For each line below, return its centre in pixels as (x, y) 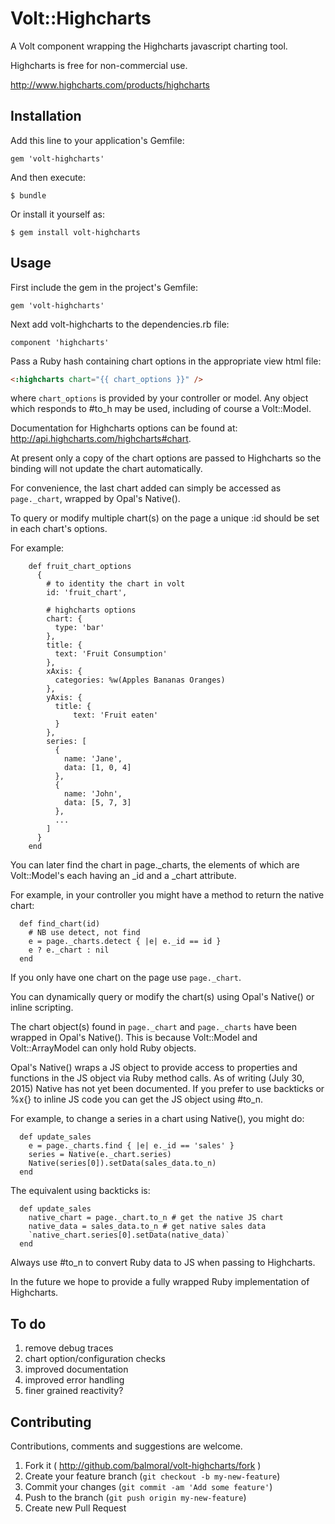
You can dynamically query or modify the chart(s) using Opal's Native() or (162, 997)
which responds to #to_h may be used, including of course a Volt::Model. (161, 409)
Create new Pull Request (75, 1508)
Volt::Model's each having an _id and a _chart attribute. (123, 876)
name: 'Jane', (93, 759)
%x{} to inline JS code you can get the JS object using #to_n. (137, 1099)
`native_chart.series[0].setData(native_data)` (129, 1235)
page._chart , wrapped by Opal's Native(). (95, 499)
